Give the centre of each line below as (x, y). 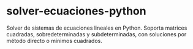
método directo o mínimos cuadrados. (54, 41)
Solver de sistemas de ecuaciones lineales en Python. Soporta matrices (97, 28)
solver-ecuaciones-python (76, 11)
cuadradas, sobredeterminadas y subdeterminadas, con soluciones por (96, 34)
